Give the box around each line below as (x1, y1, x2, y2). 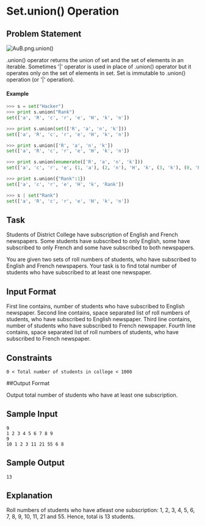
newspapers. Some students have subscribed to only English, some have (6, 238, 190, 245)
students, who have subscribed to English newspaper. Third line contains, (6, 316, 192, 323)
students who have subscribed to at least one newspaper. (6, 269, 152, 276)
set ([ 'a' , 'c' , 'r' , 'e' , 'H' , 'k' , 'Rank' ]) (6, 181, 124, 187)
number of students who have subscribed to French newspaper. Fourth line (6, 322, 196, 330)
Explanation (6, 491, 53, 501)
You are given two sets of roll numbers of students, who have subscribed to (6, 256, 197, 263)
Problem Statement (6, 29, 82, 39)
